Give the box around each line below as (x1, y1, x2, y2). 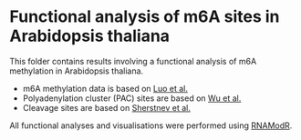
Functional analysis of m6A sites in (9, 6, 280, 27)
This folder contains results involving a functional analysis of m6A (9, 55, 257, 66)
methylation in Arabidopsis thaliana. (9, 65, 144, 76)
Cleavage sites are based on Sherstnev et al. (22, 102, 192, 113)
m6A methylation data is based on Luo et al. (22, 83, 189, 94)
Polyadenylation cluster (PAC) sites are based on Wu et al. (22, 93, 242, 104)
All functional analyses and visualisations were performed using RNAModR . (9, 120, 293, 131)
